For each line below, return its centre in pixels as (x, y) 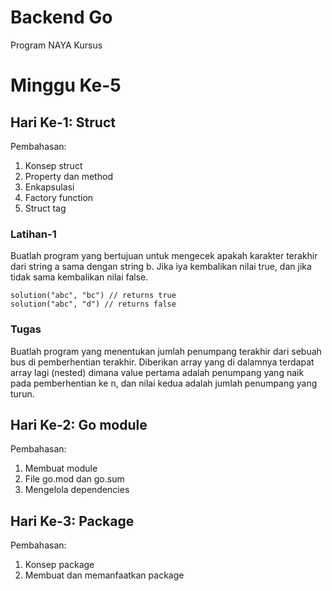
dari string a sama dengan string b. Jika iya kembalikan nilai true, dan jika (161, 267)
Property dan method (68, 176)
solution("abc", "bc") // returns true (93, 296)
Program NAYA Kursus (56, 45)
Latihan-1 (33, 234)
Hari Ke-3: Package (72, 521)
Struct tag (45, 208)
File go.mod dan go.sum (74, 479)
